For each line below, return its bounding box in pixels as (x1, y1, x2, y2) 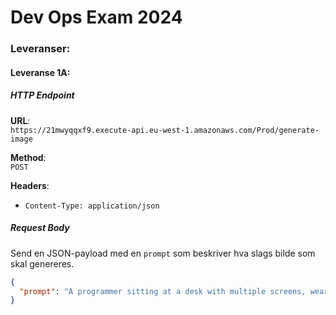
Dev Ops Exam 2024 (10, 6, 183, 29)
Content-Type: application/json (24, 201, 160, 211)
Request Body (10, 222, 70, 234)
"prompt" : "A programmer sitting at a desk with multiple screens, (19, 286, 307, 296)
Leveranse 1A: (10, 66, 71, 78)
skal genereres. (10, 257, 75, 270)
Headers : (10, 179, 50, 191)
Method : (10, 151, 47, 163)
